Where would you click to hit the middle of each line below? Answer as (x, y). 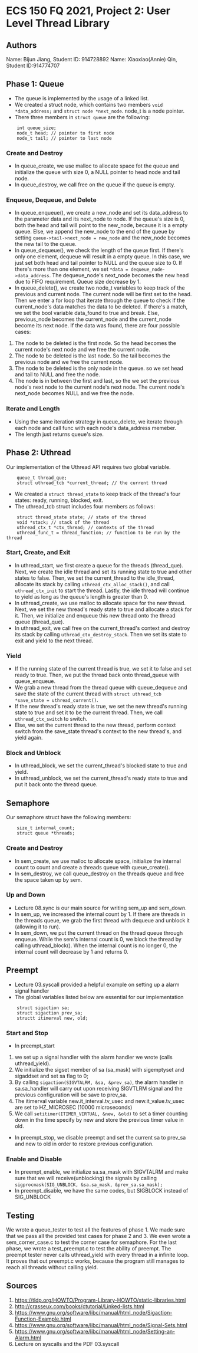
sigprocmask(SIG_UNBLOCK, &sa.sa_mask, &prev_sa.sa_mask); (89, 1185)
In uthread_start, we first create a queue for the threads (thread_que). (99, 565)
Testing (20, 1215)
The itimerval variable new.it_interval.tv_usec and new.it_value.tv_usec (99, 1101)
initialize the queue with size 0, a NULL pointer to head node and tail (97, 172)
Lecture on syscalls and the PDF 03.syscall (67, 1344)
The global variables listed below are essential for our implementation (99, 997)
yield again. (29, 738)
